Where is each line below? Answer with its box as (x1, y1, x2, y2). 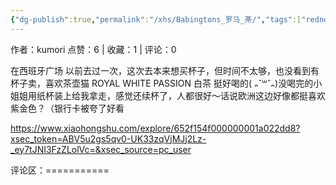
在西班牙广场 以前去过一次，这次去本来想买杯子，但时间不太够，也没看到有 (10, 64, 320, 76)
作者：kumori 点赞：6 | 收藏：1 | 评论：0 (10, 43, 177, 55)
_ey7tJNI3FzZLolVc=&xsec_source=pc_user (10, 143, 192, 155)
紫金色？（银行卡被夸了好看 (10, 102, 125, 114)
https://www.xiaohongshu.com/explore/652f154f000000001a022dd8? (10, 122, 301, 134)
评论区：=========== (10, 164, 110, 176)
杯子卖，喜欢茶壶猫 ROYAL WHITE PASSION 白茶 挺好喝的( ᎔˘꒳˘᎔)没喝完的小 (10, 77, 323, 89)
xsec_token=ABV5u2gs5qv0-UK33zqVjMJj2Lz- (10, 132, 207, 145)
